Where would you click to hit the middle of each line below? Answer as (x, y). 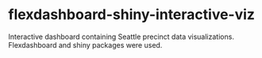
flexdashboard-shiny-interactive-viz (132, 15)
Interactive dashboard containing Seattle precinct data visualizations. (121, 37)
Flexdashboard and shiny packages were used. (85, 44)
